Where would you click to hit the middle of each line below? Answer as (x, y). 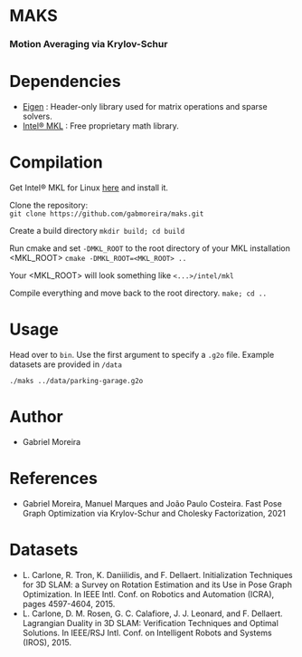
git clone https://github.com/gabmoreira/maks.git (107, 214)
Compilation (56, 163)
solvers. (37, 116)
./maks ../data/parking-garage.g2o (76, 381)
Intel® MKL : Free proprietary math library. (100, 126)
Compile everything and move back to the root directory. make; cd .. (138, 293)
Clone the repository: (49, 205)
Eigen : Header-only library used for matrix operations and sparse (145, 107)
